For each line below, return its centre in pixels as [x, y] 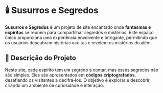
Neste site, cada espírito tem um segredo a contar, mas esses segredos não [82, 70]
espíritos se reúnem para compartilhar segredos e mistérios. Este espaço [80, 32]
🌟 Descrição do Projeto [41, 58]
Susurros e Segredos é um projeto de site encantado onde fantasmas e [78, 27]
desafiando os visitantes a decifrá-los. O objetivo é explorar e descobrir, [78, 80]
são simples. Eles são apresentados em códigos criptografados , [70, 75]
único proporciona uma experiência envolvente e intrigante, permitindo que [81, 37]
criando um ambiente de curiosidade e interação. [55, 85]
